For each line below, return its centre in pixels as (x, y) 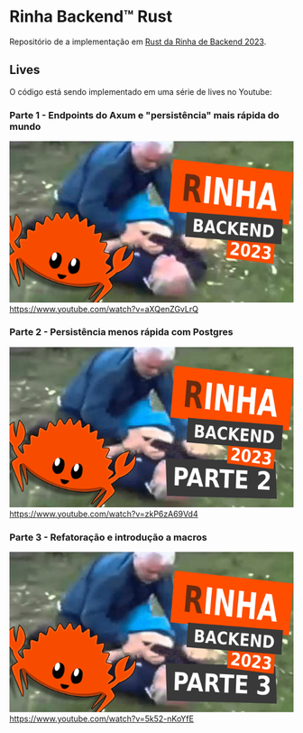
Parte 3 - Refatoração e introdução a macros (108, 537)
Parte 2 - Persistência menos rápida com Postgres (121, 332)
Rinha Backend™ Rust (91, 17)
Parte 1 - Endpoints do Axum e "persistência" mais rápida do (144, 115)
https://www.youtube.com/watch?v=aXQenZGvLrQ (104, 309)
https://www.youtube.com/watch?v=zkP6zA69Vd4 (104, 514)
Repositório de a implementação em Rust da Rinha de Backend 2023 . (138, 42)
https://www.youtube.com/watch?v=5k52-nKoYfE (101, 719)
